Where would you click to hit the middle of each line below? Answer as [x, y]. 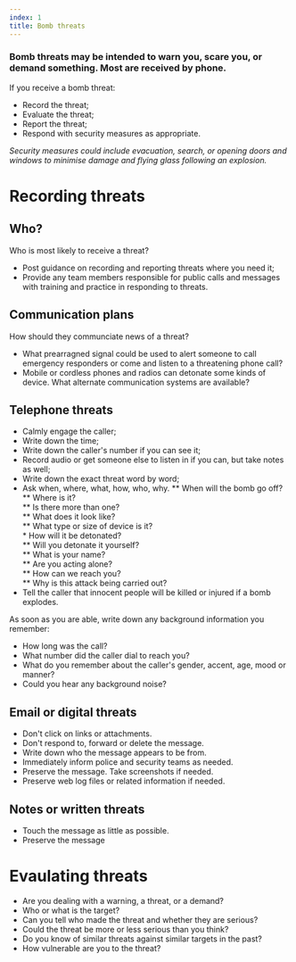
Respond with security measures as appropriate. [111, 133]
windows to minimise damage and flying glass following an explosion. [138, 160]
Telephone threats [61, 410]
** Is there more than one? [71, 507]
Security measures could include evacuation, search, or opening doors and [148, 150]
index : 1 [25, 17]
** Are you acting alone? [67, 564]
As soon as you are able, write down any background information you [137, 619]
